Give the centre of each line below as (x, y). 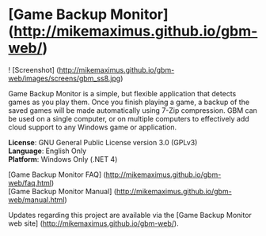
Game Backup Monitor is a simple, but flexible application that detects (122, 93)
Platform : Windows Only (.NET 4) (63, 159)
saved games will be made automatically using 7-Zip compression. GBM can (133, 110)
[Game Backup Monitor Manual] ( (63, 191)
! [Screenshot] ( (34, 69)
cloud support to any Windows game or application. (93, 127)
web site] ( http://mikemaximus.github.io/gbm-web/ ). (94, 223)
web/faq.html (30, 182)
